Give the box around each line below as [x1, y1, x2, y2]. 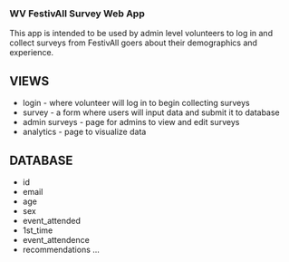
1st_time [22, 225, 53, 236]
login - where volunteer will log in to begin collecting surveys [22, 98, 251, 109]
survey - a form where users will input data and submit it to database [22, 107, 281, 118]
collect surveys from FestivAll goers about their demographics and [9, 37, 258, 48]
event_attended [22, 215, 82, 226]
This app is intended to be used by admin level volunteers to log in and [9, 28, 274, 39]
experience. [9, 47, 54, 58]
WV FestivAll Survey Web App [9, 7, 145, 20]
